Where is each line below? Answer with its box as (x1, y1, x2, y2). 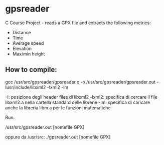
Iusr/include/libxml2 (5, 84, 46, 90)
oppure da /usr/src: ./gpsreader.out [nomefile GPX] (5, 134, 111, 140)
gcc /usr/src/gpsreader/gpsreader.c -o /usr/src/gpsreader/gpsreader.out (5, 79, 156, 85)
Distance (12, 29, 31, 35)
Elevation (12, 45, 32, 51)
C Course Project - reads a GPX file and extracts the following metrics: (5, 20, 151, 26)
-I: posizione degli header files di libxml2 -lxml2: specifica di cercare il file (5, 94, 158, 100)
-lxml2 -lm (47, 84, 69, 90)
